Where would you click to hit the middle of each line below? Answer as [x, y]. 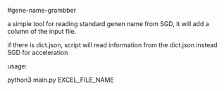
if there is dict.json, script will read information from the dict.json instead [112, 45]
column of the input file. [42, 31]
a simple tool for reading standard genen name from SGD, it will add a [108, 24]
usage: [17, 66]
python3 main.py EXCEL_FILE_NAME [61, 80]
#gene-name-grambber [42, 10]
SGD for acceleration [38, 53]
